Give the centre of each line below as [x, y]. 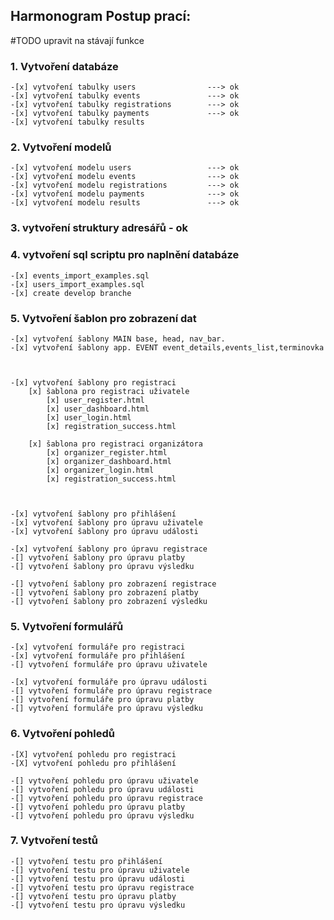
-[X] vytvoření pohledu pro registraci [93, 754]
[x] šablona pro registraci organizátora [115, 444]
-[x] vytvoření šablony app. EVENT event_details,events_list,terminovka [167, 347]
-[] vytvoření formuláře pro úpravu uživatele [109, 665]
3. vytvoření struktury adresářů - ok [99, 228]
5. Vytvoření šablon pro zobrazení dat [103, 318]
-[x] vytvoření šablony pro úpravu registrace [109, 549]
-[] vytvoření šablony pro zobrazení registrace [113, 584]
